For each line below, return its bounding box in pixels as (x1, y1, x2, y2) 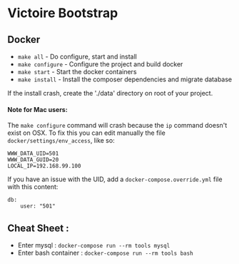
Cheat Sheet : (7, 222, 69, 234)
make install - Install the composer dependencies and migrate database (17, 75, 233, 83)
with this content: (7, 183, 59, 191)
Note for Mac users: (7, 105, 68, 113)
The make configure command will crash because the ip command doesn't (7, 121, 228, 130)
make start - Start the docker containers (17, 68, 137, 76)
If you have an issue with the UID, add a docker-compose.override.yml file (7, 175, 223, 183)
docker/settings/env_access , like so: (7, 136, 116, 145)
